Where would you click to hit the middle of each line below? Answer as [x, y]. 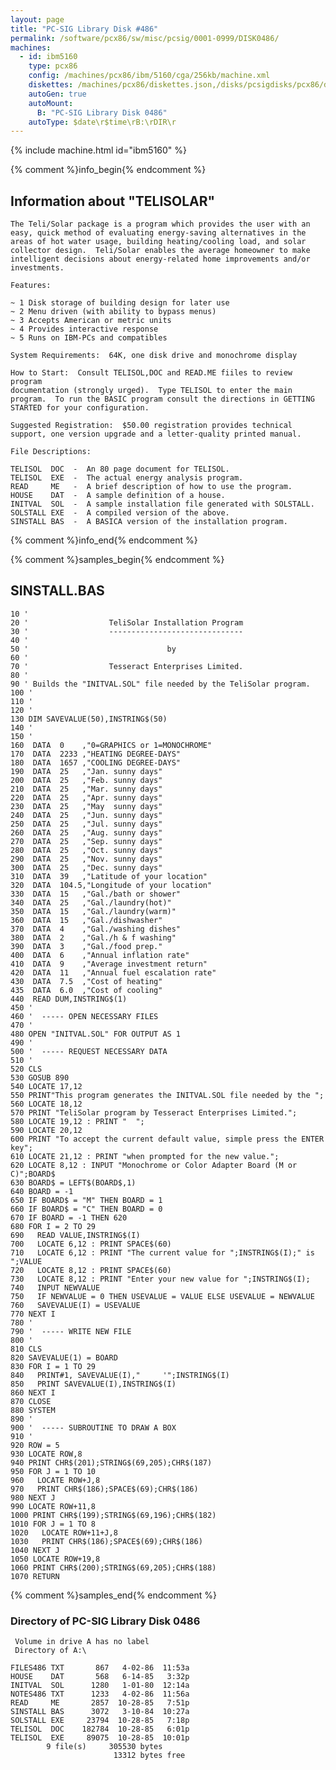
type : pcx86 [53, 66]
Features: [31, 286]
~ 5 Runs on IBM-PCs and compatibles [89, 338]
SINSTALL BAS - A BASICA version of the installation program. [149, 522]
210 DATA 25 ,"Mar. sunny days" [86, 789]
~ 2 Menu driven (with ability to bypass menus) [113, 312]
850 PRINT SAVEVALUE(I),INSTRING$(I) [93, 1384]
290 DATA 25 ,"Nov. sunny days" [86, 859]
